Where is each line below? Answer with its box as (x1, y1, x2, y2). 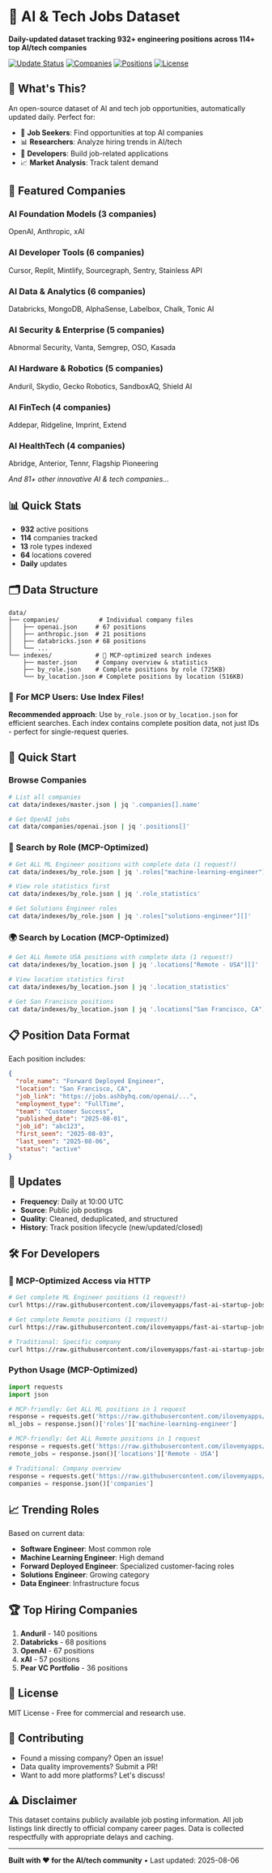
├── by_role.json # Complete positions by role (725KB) (23, 665, 227, 673)
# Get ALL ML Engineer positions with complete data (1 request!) (8, 860, 237, 868)
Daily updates (19, 559, 67, 569)
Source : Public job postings (19, 1205, 113, 1214)
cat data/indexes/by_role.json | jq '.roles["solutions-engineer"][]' (8, 912, 252, 920)
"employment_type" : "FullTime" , (15, 1099, 125, 1108)
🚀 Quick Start (8, 750, 77, 764)
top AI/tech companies (8, 42, 87, 52)
